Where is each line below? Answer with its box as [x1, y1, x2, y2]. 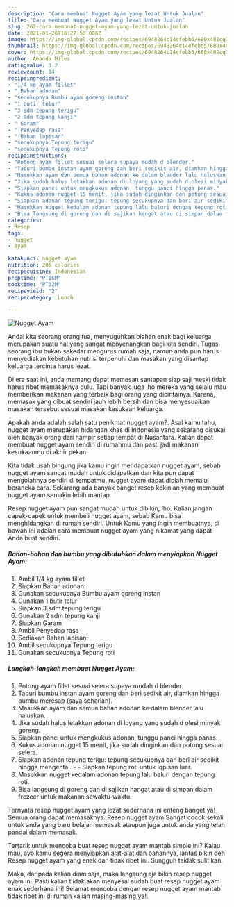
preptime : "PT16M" [8, 274, 61, 281]
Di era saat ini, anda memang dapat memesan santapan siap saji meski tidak [8, 376, 226, 384]
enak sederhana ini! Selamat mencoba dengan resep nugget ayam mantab [8, 885, 221, 893]
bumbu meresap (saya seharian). [17, 697, 113, 705]
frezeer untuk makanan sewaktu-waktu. [17, 792, 133, 801]
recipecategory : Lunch [8, 294, 74, 301]
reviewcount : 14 [8, 68, 55, 75]
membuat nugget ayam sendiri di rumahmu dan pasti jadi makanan [8, 440, 199, 449]
